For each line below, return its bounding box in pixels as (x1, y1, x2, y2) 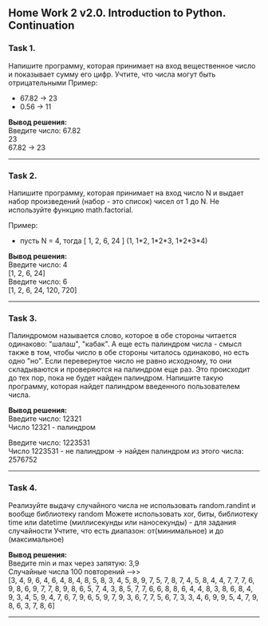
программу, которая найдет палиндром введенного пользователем (8, 382, 241, 392)
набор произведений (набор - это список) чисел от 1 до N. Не (8, 196, 219, 206)
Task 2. (8, 170, 37, 181)
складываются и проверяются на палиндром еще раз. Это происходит (8, 364, 250, 374)
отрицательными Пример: (8, 77, 98, 87)
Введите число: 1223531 (8, 438, 90, 447)
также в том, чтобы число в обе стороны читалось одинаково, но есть (8, 348, 250, 357)
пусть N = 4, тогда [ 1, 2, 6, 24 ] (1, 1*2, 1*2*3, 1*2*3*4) (19, 235, 208, 246)
